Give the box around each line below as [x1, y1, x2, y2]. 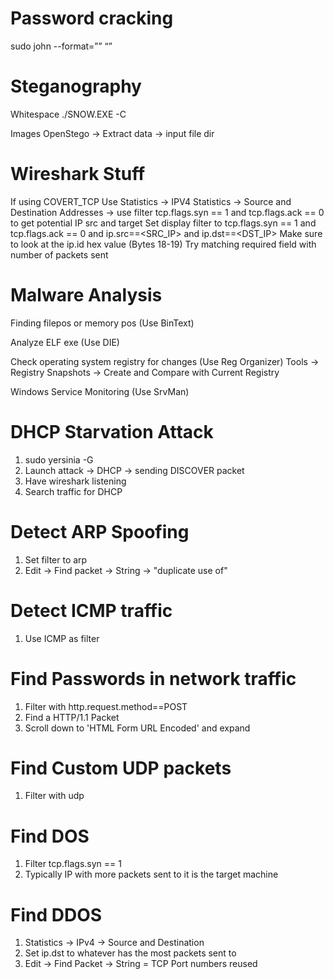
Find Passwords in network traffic [10, 667, 297, 690]
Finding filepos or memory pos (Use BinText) [10, 317, 195, 329]
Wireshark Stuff [10, 163, 146, 186]
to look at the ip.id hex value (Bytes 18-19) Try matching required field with [10, 238, 317, 250]
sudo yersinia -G [24, 453, 94, 466]
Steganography [10, 75, 142, 98]
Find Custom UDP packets [10, 757, 232, 779]
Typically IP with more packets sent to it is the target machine [24, 868, 279, 881]
